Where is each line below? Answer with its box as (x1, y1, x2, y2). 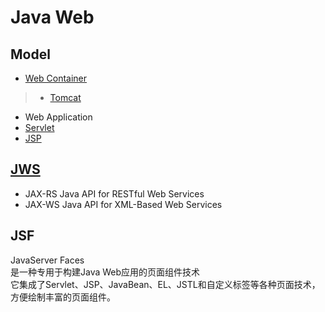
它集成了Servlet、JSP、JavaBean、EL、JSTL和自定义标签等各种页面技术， (10, 278, 321, 290)
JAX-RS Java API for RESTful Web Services (24, 187, 205, 200)
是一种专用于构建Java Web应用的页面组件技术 (10, 266, 201, 278)
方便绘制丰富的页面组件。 (10, 291, 116, 303)
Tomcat (49, 92, 82, 103)
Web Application (24, 111, 93, 123)
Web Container (24, 72, 88, 84)
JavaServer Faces (10, 254, 85, 266)
